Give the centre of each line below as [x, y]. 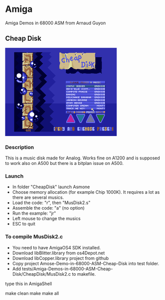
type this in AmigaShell [28, 284]
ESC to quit [24, 224]
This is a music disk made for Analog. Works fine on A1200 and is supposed [82, 158]
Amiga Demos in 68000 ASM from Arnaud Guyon [55, 23]
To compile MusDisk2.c [34, 237]
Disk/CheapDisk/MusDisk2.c [41, 274]
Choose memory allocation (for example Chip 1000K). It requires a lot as [86, 192]
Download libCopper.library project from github [60, 258]
